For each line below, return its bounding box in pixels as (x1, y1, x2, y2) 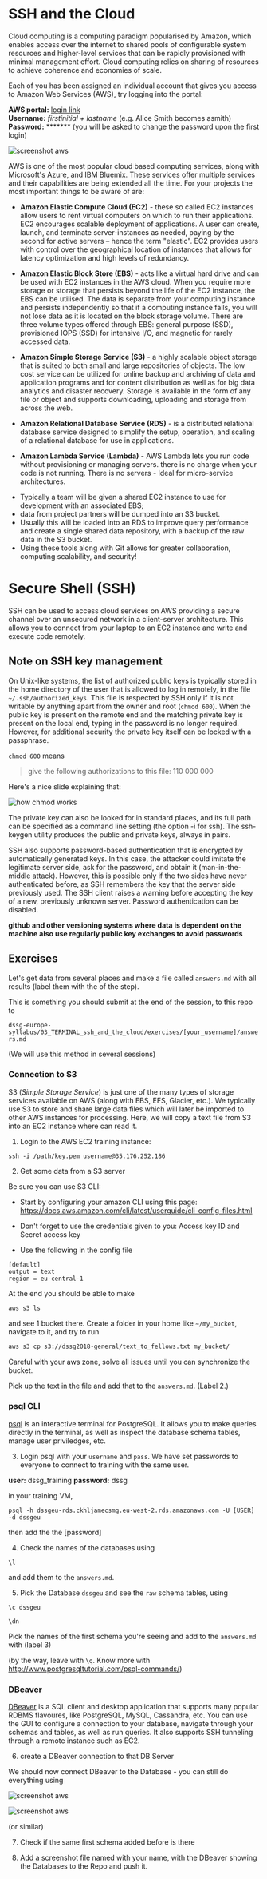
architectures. (19, 477, 66, 486)
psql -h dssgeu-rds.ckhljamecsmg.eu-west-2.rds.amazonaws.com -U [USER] (8, 1506, 255, 1514)
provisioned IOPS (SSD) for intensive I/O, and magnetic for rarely (19, 328, 233, 337)
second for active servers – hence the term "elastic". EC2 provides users (19, 236, 259, 245)
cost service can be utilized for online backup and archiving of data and (19, 369, 257, 378)
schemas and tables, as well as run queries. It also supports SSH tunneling (8, 1728, 253, 1737)
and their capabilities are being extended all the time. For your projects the (8, 178, 253, 188)
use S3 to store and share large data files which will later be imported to (8, 1104, 245, 1114)
